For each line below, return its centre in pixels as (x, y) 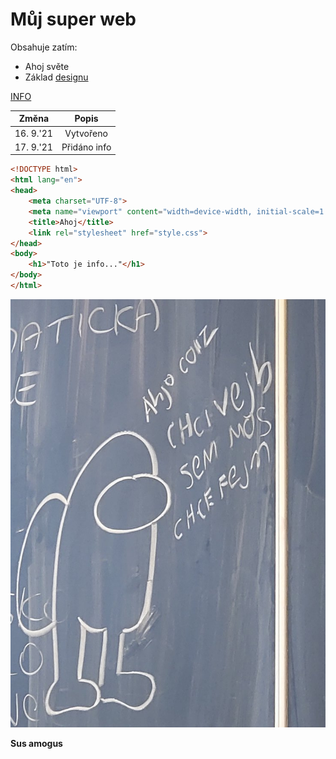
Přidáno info (86, 147)
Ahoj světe (47, 66)
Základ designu (56, 77)
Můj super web (73, 19)
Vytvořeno (86, 133)
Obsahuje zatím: (44, 47)
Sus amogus (36, 743)
